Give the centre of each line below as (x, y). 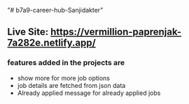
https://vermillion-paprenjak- (116, 32)
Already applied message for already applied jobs (89, 93)
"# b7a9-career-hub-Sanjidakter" (55, 10)
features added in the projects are (66, 63)
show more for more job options (64, 78)
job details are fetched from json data (71, 85)
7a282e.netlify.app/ (51, 43)
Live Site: (28, 32)
